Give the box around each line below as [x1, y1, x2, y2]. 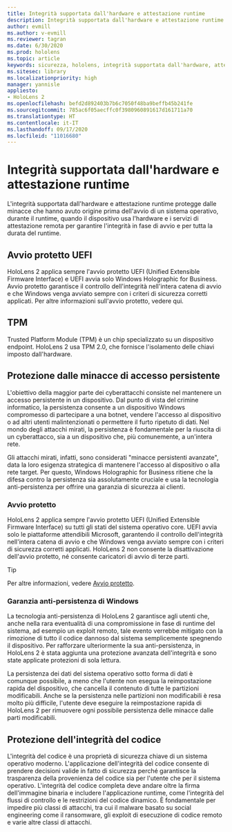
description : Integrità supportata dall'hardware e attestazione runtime [7, 17, 224, 24]
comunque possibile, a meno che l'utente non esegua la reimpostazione [7, 677, 212, 685]
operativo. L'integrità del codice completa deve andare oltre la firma [7, 782, 200, 790]
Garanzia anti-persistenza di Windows [7, 596, 139, 606]
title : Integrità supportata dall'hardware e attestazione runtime [7, 10, 206, 17]
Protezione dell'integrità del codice [7, 734, 162, 746]
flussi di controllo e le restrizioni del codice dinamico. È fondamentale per [7, 796, 216, 804]
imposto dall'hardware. [7, 350, 72, 358]
